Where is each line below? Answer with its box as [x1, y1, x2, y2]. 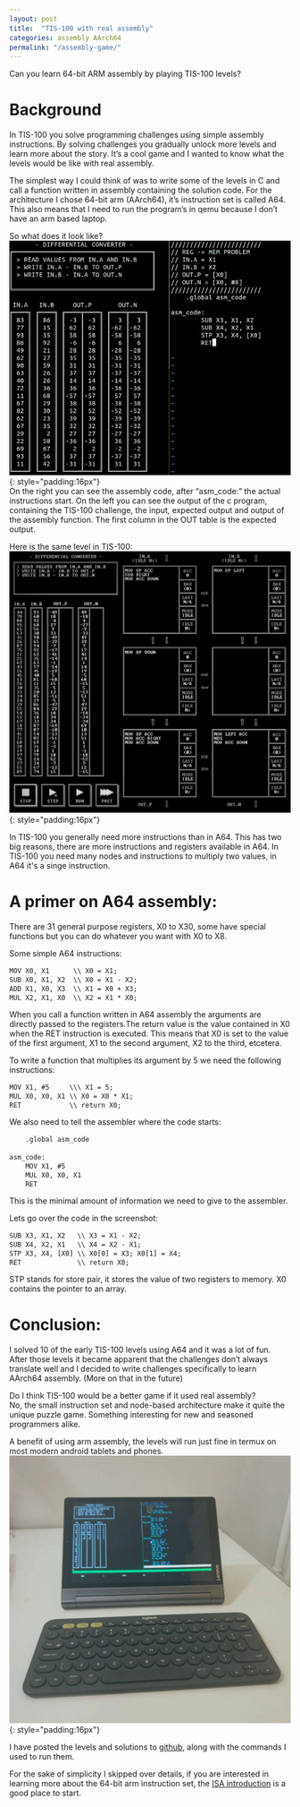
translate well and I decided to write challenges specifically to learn [9, 1363, 257, 1374]
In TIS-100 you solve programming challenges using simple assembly [9, 130, 265, 141]
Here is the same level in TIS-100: [9, 541, 133, 552]
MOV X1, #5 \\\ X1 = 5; [9, 1083, 114, 1092]
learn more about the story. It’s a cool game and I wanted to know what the [9, 149, 285, 159]
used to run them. [9, 1751, 75, 1762]
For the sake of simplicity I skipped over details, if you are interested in [9, 1768, 270, 1779]
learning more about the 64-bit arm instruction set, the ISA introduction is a [9, 1778, 286, 1789]
